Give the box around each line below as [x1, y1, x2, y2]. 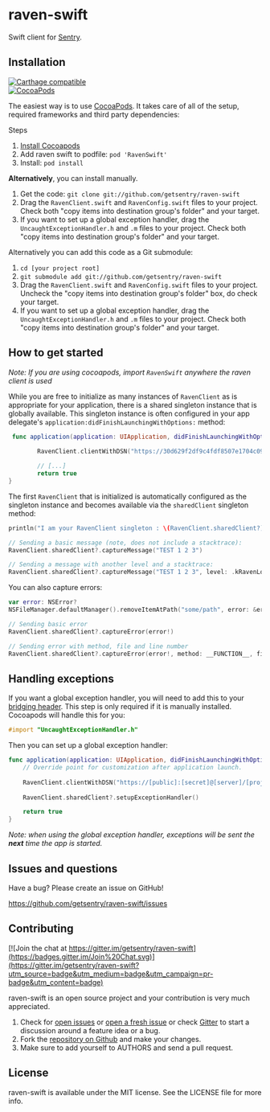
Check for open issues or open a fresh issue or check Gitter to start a [19, 1017, 250, 1027]
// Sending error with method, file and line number [8, 642, 189, 650]
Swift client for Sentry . [8, 32, 82, 42]
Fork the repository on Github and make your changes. [19, 1034, 202, 1044]
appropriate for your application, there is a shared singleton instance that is [8, 400, 257, 409]
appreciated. [8, 1001, 51, 1011]
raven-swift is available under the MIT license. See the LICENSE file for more [8, 1087, 262, 1097]
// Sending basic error [8, 620, 88, 628]
